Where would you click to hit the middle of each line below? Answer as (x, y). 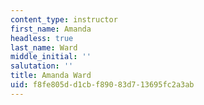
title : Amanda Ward (51, 76)
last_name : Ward (44, 47)
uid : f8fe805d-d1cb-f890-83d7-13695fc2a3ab (102, 85)
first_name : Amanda (51, 29)
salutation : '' (42, 66)
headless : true (42, 38)
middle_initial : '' (51, 57)
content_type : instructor (64, 19)
